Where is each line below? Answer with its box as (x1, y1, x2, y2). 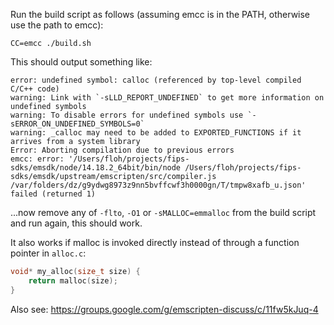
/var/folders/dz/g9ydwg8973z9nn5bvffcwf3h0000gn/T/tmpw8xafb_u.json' (10, 180, 307, 190)
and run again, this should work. (10, 217, 143, 229)
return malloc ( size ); (28, 275, 118, 286)
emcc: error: (10, 154, 65, 164)
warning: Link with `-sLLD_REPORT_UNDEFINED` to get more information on (10, 93, 325, 103)
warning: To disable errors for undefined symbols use (10, 110, 244, 120)
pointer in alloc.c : (10, 247, 87, 259)
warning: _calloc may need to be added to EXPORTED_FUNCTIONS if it (10, 128, 302, 138)
